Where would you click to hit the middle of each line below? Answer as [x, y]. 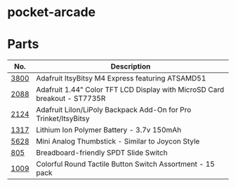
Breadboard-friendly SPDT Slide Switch [102, 153]
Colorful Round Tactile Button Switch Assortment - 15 [126, 164]
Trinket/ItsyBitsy [63, 118]
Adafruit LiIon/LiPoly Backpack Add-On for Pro [114, 110]
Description [131, 67]
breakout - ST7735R [71, 99]
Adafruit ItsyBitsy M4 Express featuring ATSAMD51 [121, 78]
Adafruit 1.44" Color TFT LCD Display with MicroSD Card [130, 90]
